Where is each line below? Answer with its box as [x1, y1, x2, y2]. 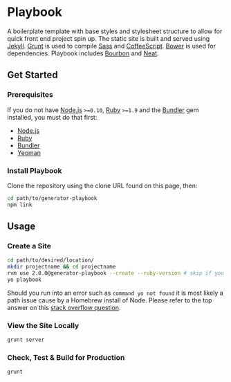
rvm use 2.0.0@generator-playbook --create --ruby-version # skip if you [7, 270, 225, 277]
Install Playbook [7, 165, 62, 175]
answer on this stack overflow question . [7, 303, 121, 311]
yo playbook [7, 276, 41, 283]
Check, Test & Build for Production [7, 352, 125, 362]
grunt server [7, 336, 45, 343]
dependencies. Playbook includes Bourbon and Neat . [7, 49, 159, 57]
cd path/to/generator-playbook [7, 194, 98, 201]
